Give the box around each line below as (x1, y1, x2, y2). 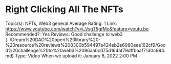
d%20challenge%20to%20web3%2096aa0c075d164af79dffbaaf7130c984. (5, 47, 165, 53)
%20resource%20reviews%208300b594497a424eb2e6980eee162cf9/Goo (5, 42, 166, 48)
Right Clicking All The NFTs (5, 4, 124, 15)
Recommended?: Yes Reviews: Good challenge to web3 (5, 31, 123, 37)
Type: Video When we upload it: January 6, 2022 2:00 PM (14, 52, 137, 59)
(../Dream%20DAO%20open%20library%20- (5, 37, 101, 43)
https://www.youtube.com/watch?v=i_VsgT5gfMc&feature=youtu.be (5, 25, 149, 31)
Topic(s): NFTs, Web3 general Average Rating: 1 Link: (5, 20, 117, 26)
